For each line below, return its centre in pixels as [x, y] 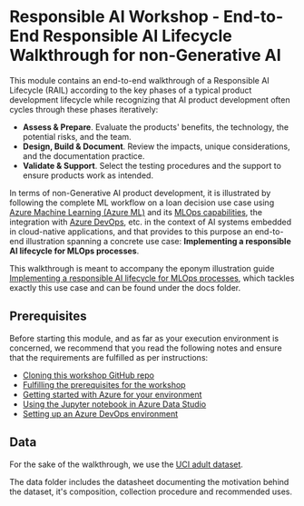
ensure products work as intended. [88, 175]
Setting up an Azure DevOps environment [100, 413]
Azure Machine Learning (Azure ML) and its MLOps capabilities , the [136, 212]
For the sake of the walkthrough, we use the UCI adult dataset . [126, 464]
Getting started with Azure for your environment [112, 394]
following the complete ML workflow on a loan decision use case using [142, 203]
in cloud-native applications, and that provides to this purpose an [131, 231]
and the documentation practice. [83, 155]
